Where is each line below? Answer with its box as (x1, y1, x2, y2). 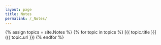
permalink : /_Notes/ (5, 16, 48, 21)
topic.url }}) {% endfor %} (11, 34, 64, 40)
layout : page (5, 7, 32, 12)
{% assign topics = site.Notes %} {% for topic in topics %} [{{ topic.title (5, 30, 150, 35)
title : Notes (5, 12, 32, 16)
